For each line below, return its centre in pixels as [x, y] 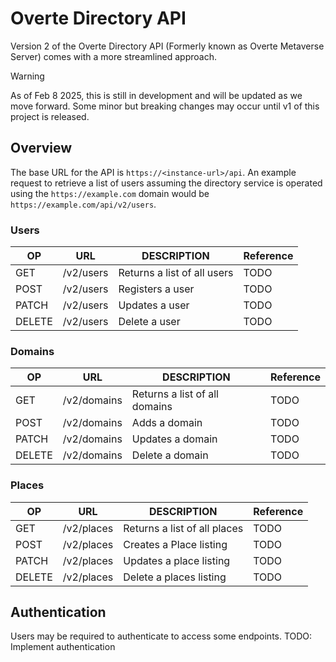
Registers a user [156, 289]
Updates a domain [174, 439]
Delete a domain [170, 455]
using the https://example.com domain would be [110, 193]
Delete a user [149, 322]
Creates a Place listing [175, 544]
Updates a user [154, 305]
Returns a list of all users [176, 273]
